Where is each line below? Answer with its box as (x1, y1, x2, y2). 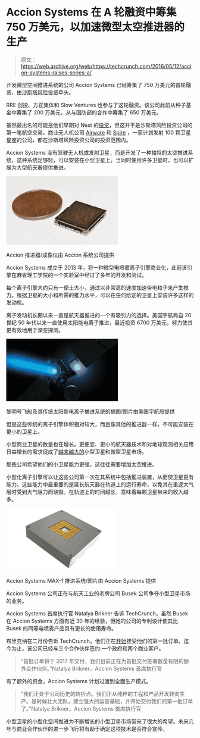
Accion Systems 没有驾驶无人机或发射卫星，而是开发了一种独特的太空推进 (6, 149, 189, 156)
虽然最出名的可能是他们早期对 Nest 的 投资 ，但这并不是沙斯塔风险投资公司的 (6, 121, 193, 129)
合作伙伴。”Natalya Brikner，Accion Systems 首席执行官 (26, 665, 162, 672)
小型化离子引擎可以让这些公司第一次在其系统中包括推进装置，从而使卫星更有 (6, 473, 194, 480)
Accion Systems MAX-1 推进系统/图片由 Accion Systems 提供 (6, 577, 157, 584)
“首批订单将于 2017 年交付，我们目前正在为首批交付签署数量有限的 (20, 657, 184, 664)
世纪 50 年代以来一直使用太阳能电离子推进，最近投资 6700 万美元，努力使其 (6, 319, 193, 326)
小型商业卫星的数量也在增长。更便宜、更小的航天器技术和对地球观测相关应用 (6, 440, 194, 448)
